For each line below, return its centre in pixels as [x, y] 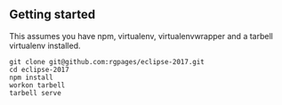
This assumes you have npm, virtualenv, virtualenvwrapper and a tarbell [141, 36]
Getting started [52, 15]
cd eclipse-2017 [39, 69]
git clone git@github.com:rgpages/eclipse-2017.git [107, 61]
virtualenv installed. [45, 45]
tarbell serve [36, 93]
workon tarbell [37, 85]
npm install [31, 77]
